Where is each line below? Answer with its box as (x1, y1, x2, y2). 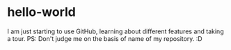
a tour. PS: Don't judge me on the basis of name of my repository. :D (7, 34, 203, 42)
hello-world (7, 4, 77, 20)
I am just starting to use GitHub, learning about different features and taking (7, 27, 224, 35)
